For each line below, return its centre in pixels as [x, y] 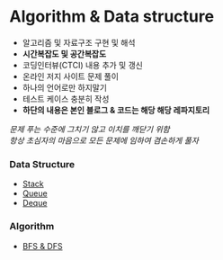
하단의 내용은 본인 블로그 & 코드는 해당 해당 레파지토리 [116, 110]
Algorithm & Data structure [111, 17]
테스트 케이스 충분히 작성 [66, 99]
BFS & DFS [42, 246]
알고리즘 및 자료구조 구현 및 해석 [79, 42]
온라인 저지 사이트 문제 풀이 [71, 76]
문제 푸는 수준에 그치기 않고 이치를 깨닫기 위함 [90, 129]
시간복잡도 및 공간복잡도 [64, 54]
